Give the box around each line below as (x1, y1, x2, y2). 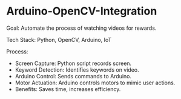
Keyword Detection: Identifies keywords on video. (15, 66, 139, 73)
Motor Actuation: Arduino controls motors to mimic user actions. (15, 79, 176, 86)
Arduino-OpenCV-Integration (6, 4, 157, 18)
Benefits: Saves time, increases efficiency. (15, 85, 121, 92)
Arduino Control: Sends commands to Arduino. (15, 72, 132, 80)
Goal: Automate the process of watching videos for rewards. (6, 24, 157, 32)
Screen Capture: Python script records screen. (15, 60, 132, 67)
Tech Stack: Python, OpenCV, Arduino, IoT (6, 36, 112, 43)
